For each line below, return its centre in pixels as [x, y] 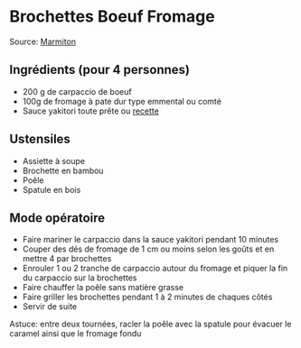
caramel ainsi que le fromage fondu [75, 334]
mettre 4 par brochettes [67, 259]
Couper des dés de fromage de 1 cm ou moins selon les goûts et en [148, 249]
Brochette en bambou [63, 170]
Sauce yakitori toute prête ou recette [91, 111]
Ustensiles [40, 139]
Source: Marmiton [43, 41]
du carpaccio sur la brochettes [80, 278]
